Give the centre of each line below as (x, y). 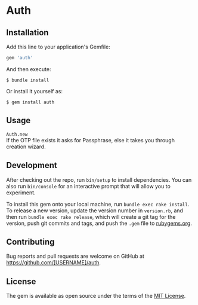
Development (32, 165)
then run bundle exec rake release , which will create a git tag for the (91, 216)
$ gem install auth (30, 102)
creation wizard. (26, 147)
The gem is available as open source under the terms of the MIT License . (96, 296)
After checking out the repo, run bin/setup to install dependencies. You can (99, 179)
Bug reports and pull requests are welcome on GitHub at (75, 256)
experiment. (21, 193)
